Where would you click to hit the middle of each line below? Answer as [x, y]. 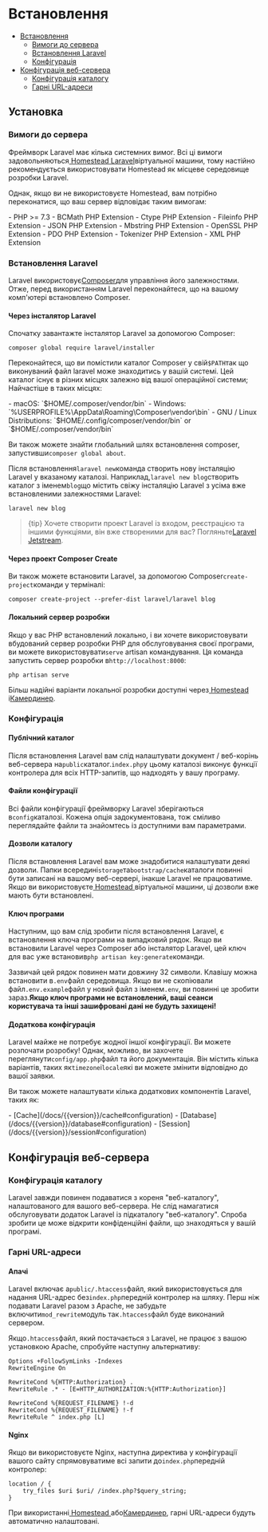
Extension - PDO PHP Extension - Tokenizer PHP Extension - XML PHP [124, 234]
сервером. [27, 1323]
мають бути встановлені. [51, 895]
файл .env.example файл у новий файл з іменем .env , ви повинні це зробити [134, 989]
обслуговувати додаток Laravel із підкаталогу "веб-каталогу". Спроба [128, 1214]
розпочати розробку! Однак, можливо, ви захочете [96, 1051]
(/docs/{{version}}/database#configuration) [80, 1124]
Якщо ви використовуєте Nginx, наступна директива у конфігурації [123, 1452]
